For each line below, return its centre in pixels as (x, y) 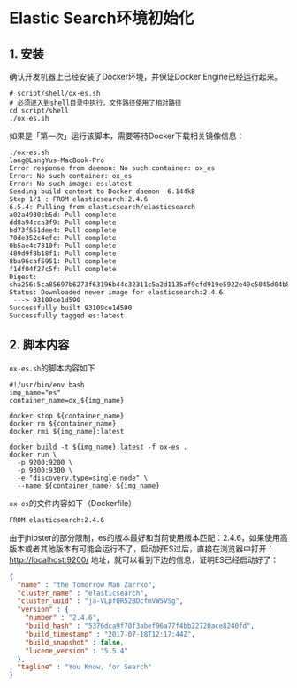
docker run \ (33, 454)
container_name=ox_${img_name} (67, 400)
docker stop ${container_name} (67, 416)
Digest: (23, 277)
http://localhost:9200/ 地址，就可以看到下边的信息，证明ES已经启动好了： (144, 559)
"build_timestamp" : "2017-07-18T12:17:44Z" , (110, 634)
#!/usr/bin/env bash (47, 385)
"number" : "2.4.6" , (63, 618)
